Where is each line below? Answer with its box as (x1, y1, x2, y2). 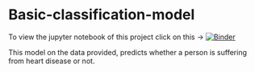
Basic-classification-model (8, 6, 195, 24)
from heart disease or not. (8, 56, 95, 66)
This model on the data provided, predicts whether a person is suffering (8, 47, 248, 57)
